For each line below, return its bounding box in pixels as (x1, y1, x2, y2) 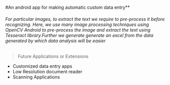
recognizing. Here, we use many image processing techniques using (5, 21, 149, 27)
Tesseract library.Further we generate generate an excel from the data (5, 32, 154, 38)
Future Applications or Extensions (17, 53, 89, 60)
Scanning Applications (12, 74, 60, 80)
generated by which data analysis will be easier (5, 38, 106, 44)
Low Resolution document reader (12, 69, 82, 75)
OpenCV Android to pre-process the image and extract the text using (5, 26, 151, 33)
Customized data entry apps (12, 63, 72, 69)
